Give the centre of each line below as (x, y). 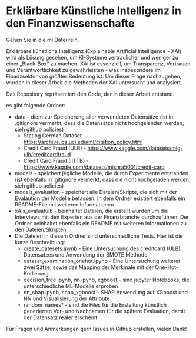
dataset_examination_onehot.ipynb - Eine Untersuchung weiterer (102, 261)
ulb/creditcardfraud (47, 154)
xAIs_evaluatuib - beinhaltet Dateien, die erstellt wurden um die (91, 211)
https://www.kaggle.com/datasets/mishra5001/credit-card (94, 167)
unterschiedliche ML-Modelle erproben (71, 286)
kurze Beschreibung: (40, 242)
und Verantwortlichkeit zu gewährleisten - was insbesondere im (83, 70)
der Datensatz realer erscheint (60, 317)
